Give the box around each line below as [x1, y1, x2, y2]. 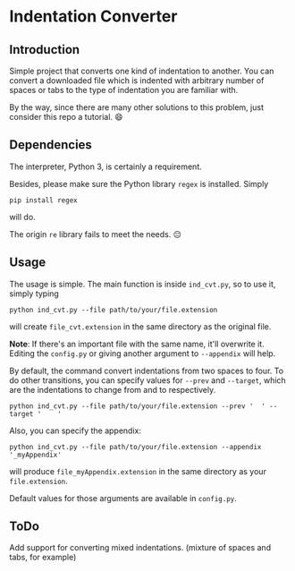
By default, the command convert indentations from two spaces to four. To [9, 365, 284, 376]
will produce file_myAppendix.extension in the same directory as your [9, 465, 266, 476]
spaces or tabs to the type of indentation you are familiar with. [9, 85, 239, 95]
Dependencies [9, 137, 92, 153]
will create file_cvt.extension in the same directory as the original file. [9, 320, 272, 332]
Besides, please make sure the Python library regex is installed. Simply [9, 178, 269, 189]
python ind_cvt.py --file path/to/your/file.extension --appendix [9, 442, 262, 451]
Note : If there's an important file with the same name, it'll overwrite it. [9, 338, 265, 349]
